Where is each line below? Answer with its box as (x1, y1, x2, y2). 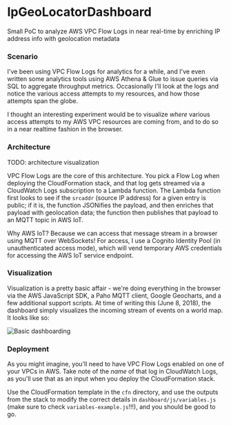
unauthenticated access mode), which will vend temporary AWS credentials (7, 244, 223, 252)
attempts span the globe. (7, 97, 78, 105)
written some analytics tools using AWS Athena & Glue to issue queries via (7, 75, 219, 83)
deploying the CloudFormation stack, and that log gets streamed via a (7, 179, 205, 187)
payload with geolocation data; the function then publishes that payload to (7, 208, 219, 217)
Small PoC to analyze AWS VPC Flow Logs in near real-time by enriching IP (7, 27, 221, 35)
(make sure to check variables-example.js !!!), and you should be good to (7, 403, 216, 411)
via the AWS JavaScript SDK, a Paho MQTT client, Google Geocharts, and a (7, 291, 222, 300)
